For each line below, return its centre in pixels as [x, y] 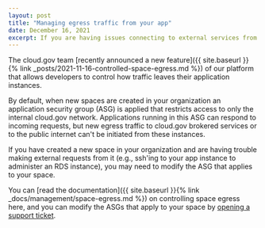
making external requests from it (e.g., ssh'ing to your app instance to [122, 158]
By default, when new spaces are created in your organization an [115, 101]
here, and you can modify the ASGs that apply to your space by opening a [129, 207]
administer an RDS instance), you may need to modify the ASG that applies [130, 166]
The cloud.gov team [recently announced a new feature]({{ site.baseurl [125, 60]
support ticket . [32, 215]
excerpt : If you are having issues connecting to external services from [133, 38]
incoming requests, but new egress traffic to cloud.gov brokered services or [133, 126]
